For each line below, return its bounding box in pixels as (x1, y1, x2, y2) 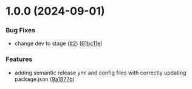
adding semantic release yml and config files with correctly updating (14, 69, 187, 76)
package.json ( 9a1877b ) (14, 75, 75, 83)
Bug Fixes (5, 26, 36, 35)
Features (5, 55, 33, 63)
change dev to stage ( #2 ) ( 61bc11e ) (14, 40, 103, 47)
